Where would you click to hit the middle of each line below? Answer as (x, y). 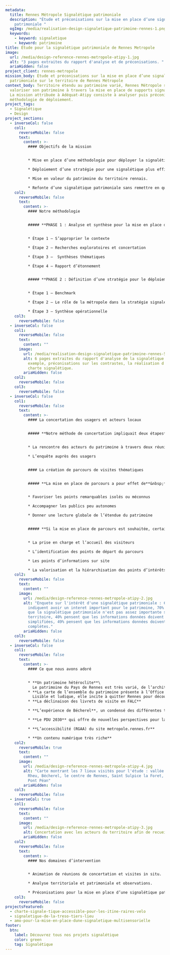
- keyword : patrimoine (38, 43)
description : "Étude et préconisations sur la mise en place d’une (82, 19)
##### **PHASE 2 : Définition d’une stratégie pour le (87, 279)
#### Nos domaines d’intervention (64, 861)
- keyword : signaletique (40, 39)
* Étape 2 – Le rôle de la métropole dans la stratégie (88, 302)
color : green (28, 940)
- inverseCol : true (30, 799)
